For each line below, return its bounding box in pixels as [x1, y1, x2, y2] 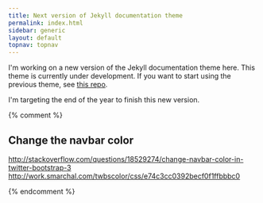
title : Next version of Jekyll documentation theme [8, 11, 183, 20]
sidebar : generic [8, 26, 66, 34]
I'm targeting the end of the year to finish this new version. [8, 95, 200, 105]
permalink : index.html [8, 19, 83, 27]
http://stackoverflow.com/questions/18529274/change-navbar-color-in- [8, 154, 244, 163]
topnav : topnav [8, 41, 59, 49]
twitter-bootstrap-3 [8, 163, 72, 172]
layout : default [8, 33, 62, 42]
